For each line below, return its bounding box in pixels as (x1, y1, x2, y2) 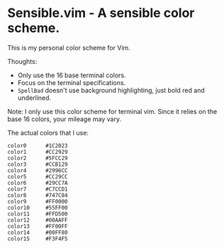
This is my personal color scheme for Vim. (7, 43, 131, 52)
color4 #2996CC (7, 167, 69, 174)
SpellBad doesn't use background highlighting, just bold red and (17, 86, 206, 94)
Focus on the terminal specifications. (17, 78, 126, 86)
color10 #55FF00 (7, 204, 69, 211)
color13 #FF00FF (7, 222, 69, 230)
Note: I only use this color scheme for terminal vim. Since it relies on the (7, 107, 218, 115)
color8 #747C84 (7, 191, 69, 199)
